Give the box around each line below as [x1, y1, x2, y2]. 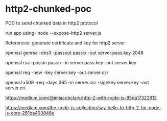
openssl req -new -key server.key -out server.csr [5, 69, 109, 76]
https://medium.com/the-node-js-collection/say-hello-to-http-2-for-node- [5, 104, 162, 110]
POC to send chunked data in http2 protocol [5, 20, 98, 26]
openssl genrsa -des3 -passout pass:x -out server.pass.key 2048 [5, 50, 144, 56]
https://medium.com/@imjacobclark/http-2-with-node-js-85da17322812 [5, 94, 157, 101]
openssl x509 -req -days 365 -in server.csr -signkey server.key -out [5, 79, 149, 85]
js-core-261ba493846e [5, 110, 55, 116]
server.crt [5, 85, 26, 91]
